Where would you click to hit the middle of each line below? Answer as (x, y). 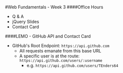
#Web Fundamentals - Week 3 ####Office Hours (54, 7)
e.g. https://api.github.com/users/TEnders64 (72, 65)
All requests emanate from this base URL (60, 51)
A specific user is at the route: (49, 56)
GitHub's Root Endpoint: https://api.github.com (61, 46)
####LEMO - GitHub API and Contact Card (48, 36)
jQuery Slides (26, 22)
